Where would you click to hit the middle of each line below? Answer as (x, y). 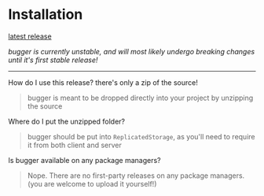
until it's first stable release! (53, 60)
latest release (30, 36)
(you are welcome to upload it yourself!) (92, 183)
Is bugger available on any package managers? (84, 160)
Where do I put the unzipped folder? (67, 121)
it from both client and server (74, 145)
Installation (46, 15)
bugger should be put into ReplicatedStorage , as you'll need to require (141, 136)
